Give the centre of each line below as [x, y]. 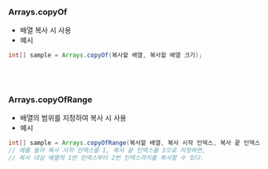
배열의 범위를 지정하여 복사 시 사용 [73, 118]
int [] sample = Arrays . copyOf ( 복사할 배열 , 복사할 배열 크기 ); [106, 55]
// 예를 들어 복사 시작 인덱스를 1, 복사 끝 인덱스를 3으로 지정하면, [107, 151]
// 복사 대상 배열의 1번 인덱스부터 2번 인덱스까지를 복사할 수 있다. [106, 158]
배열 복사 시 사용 [45, 30]
